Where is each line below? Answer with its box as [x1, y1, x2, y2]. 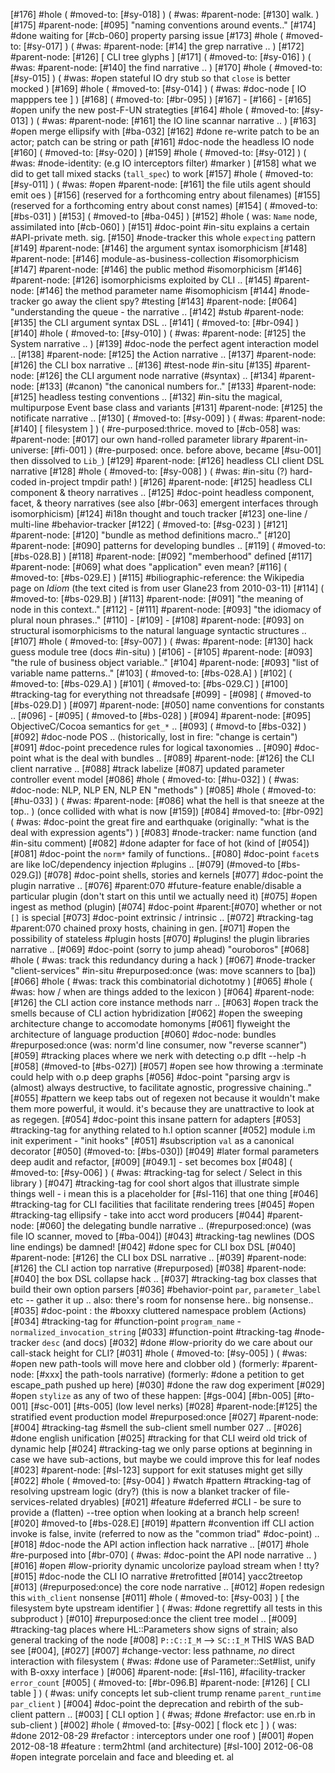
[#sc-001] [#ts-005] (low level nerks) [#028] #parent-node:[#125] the [30, 1400, 318, 1412]
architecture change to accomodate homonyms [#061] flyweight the [10, 1018, 291, 1029]
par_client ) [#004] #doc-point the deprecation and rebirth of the [10, 1698, 283, 1709]
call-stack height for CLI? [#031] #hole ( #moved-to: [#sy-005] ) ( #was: [10, 1347, 308, 1359]
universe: [10, 444, 49, 456]
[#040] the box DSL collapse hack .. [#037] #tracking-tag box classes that [10, 1273, 318, 1284]
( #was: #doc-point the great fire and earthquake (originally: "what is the [10, 816, 310, 828]
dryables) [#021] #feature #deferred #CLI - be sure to [79, 1496, 302, 1508]
